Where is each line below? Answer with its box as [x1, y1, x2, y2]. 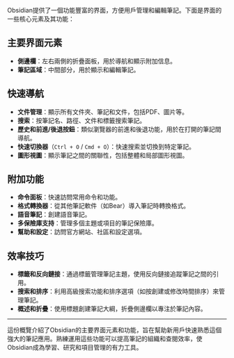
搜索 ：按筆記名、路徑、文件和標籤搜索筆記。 [17, 116, 146, 124]
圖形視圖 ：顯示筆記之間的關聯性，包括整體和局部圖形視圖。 [17, 151, 189, 159]
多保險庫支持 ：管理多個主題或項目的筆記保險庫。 [17, 219, 158, 227]
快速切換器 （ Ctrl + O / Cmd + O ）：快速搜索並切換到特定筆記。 [17, 142, 196, 151]
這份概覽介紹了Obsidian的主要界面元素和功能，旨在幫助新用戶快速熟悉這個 [7, 326, 222, 334]
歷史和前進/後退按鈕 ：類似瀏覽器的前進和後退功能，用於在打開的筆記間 [17, 124, 221, 133]
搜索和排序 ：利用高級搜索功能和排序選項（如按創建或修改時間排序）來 [17, 287, 219, 295]
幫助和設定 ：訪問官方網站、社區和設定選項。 [17, 228, 146, 236]
